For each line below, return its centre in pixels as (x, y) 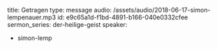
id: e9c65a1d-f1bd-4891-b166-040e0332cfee (122, 17)
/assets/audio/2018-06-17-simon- (162, 10)
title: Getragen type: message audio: (60, 10)
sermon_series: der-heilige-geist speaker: (67, 24)
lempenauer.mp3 (32, 17)
